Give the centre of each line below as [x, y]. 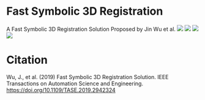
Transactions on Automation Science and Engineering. [75, 83]
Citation [27, 60]
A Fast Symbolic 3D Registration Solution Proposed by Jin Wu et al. [91, 29]
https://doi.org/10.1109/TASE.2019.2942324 [61, 90]
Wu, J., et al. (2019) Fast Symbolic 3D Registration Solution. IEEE [88, 77]
